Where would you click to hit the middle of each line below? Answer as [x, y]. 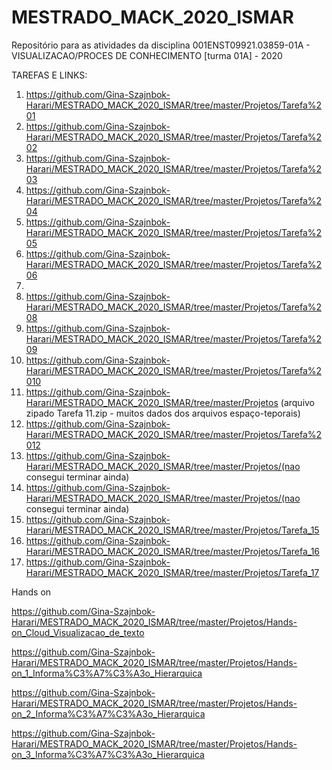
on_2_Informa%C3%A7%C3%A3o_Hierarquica [108, 713]
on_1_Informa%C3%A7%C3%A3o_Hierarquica [107, 673]
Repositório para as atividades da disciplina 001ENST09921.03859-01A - [161, 45]
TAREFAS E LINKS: [49, 75]
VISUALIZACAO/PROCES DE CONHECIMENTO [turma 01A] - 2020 [147, 55]
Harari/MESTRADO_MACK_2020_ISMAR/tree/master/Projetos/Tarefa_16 [173, 551]
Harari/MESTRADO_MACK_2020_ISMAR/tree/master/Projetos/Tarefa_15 [172, 530]
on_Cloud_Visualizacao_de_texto [78, 632]
